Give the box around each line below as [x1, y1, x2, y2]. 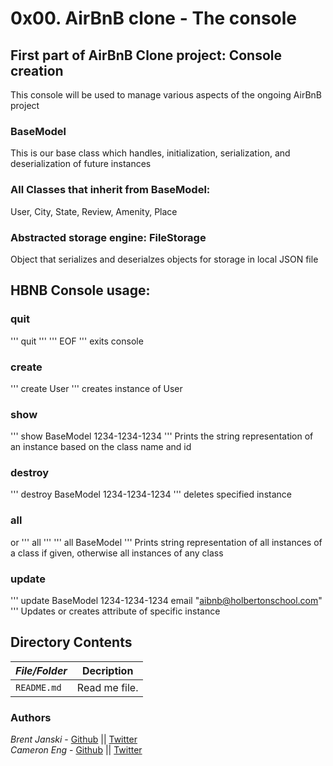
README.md [15, 682, 62, 693]
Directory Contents [10, 634, 133, 651]
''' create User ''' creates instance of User [10, 382, 183, 394]
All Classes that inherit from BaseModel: [10, 183, 211, 197]
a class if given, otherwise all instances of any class [10, 547, 224, 559]
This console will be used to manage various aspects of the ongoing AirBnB [10, 89, 322, 101]
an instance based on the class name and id [10, 441, 192, 453]
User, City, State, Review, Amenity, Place [10, 205, 178, 217]
